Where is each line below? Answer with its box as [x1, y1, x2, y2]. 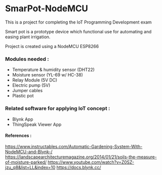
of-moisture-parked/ [5, 159, 47, 165]
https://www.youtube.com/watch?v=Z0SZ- [47, 159, 135, 165]
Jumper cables [12, 88, 43, 94]
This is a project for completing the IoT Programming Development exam [5, 19, 152, 25]
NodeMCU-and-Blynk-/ [5, 149, 53, 154]
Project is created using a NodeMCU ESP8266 [5, 43, 99, 49]
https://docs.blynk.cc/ [56, 164, 102, 170]
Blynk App [12, 116, 33, 122]
